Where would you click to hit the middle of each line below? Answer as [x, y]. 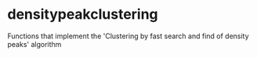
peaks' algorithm [34, 44]
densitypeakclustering [83, 14]
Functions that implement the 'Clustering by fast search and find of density [128, 36]
